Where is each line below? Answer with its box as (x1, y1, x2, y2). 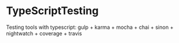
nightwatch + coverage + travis (6, 29, 82, 37)
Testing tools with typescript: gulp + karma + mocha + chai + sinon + (6, 24, 174, 31)
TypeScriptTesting (6, 4, 99, 18)
